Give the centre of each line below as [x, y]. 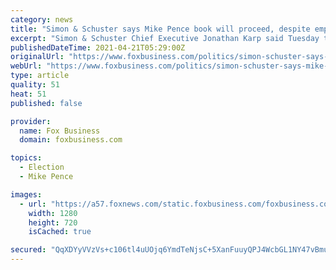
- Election [42, 167]
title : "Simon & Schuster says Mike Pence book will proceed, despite [160, 29]
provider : [31, 121]
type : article [40, 76]
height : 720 [53, 222]
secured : [28, 250]
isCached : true [60, 232]
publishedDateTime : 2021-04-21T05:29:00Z [98, 47]
